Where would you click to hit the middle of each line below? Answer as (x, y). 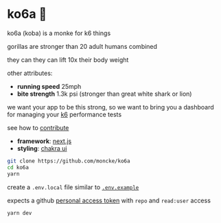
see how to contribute (38, 127)
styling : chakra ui (42, 148)
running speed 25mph (49, 86)
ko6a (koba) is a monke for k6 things (59, 33)
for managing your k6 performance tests (65, 114)
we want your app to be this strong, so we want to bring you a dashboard (110, 107)
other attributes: (30, 73)
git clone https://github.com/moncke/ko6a (69, 161)
